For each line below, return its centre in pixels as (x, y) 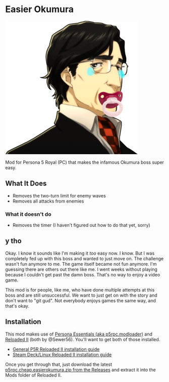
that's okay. (17, 306)
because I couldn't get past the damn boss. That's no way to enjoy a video (83, 274)
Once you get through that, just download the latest (59, 364)
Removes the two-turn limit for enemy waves (59, 196)
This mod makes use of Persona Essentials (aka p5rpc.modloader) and (79, 334)
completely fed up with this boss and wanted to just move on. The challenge (84, 258)
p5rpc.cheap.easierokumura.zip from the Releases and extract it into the (81, 369)
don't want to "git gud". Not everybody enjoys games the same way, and (81, 300)
